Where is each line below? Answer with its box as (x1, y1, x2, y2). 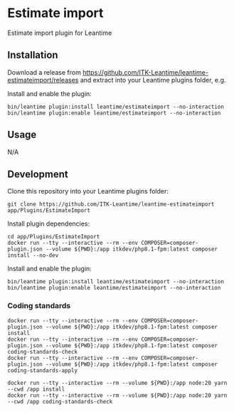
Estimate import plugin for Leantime (7, 28, 112, 37)
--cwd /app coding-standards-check (7, 398, 113, 405)
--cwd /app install (7, 386, 65, 393)
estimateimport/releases (7, 75, 79, 84)
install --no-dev (7, 252, 59, 259)
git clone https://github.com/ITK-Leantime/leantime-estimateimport (7, 201, 215, 208)
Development (7, 168, 69, 180)
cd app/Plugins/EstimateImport (7, 233, 100, 241)
